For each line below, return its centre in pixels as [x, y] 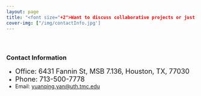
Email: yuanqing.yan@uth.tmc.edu [57, 86]
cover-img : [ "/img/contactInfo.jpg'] [54, 23]
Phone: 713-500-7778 [50, 79]
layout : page [23, 12]
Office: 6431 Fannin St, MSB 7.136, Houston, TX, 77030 [102, 71]
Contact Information [37, 58]
